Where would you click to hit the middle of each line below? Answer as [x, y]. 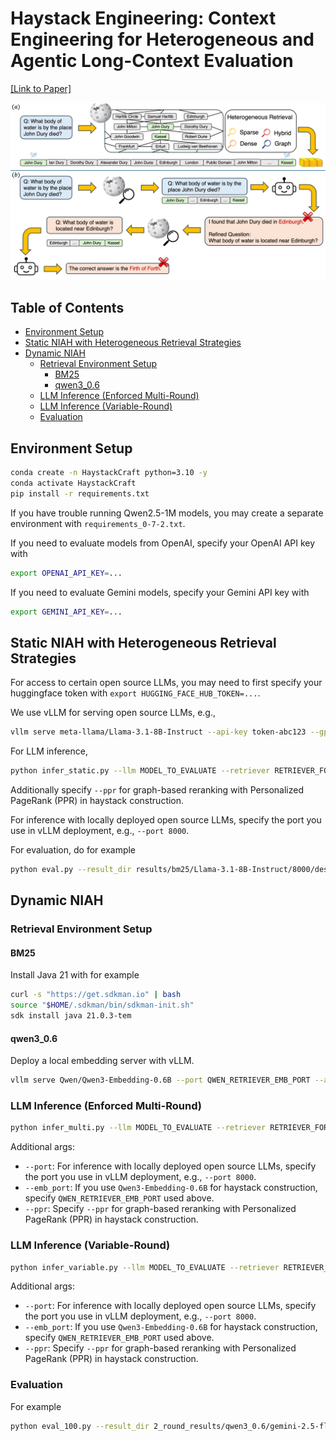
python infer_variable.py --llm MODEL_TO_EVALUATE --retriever [145, 1267]
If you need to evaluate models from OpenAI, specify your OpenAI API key [163, 543]
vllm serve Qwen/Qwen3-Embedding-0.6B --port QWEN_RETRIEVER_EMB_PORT [160, 1080]
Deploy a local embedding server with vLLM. [102, 1061]
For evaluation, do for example [73, 850]
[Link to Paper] [41, 88]
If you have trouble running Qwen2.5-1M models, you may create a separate [167, 513]
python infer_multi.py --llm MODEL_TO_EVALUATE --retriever [138, 1128]
